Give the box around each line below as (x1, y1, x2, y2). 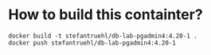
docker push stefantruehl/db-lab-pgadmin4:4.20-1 (8, 38, 177, 47)
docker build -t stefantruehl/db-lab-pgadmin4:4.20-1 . (8, 32, 197, 40)
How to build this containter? (8, 6, 203, 24)
